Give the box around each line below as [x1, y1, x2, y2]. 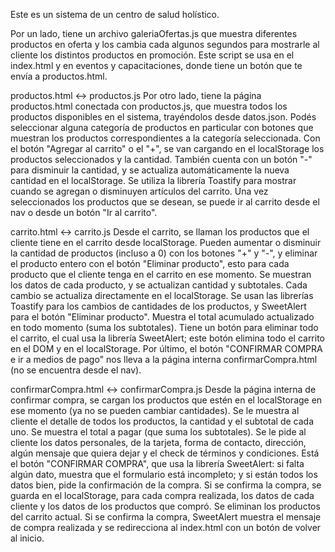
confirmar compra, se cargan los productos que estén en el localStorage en [10, 394, 323, 406]
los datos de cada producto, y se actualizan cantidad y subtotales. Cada [10, 279, 308, 291]
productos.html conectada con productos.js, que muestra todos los [10, 100, 288, 112]
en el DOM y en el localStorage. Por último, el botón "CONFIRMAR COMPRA [10, 343, 323, 354]
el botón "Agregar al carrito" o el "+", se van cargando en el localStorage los [10, 143, 325, 154]
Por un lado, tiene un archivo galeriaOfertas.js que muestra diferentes [10, 28, 298, 39]
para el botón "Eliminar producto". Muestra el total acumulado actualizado [10, 311, 315, 323]
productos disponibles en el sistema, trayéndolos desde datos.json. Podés [10, 111, 317, 123]
